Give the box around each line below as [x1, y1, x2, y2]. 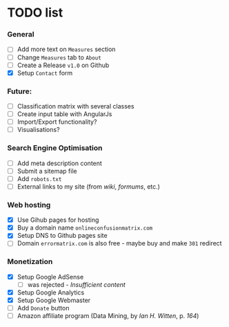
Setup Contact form [17, 68, 73, 77]
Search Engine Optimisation [7, 143, 103, 153]
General [7, 30, 34, 39]
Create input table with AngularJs [17, 110, 112, 118]
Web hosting [7, 200, 51, 209]
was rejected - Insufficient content [27, 280, 126, 288]
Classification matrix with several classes [17, 102, 135, 111]
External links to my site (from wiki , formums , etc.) [17, 182, 161, 191]
